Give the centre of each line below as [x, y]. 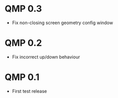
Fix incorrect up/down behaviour [46, 57]
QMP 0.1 [22, 77]
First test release [29, 91]
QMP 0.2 [23, 43]
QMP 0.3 [23, 9]
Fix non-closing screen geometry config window [63, 23]
